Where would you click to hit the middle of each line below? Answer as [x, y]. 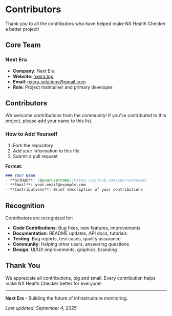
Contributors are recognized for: [39, 218]
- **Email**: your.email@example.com [46, 185]
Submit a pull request [35, 156]
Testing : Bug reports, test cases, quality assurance [67, 239]
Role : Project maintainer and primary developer [62, 87]
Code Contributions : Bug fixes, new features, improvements [77, 228]
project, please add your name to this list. [49, 121]
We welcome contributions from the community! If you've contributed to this [86, 116]
